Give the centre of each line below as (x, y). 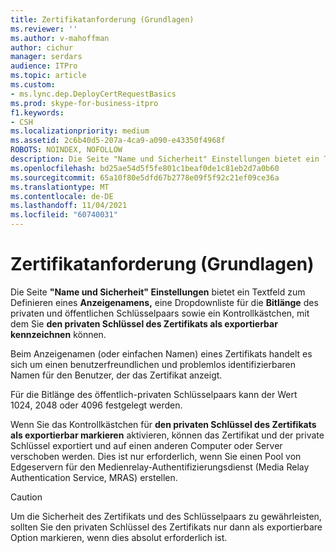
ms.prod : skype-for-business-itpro (84, 103)
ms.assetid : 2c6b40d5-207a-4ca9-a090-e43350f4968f (118, 141)
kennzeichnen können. (58, 334)
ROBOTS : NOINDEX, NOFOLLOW (66, 150)
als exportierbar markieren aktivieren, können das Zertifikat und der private (167, 435)
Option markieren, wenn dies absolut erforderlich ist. (119, 537)
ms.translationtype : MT (60, 187)
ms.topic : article (48, 76)
